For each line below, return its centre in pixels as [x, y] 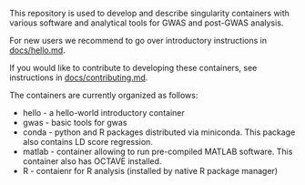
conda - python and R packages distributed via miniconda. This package [159, 132]
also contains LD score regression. [87, 142]
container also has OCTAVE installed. [92, 161]
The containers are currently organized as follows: [104, 95]
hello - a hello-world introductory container [103, 113]
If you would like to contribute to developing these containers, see [133, 68]
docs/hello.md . [37, 50]
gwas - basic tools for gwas [75, 123]
